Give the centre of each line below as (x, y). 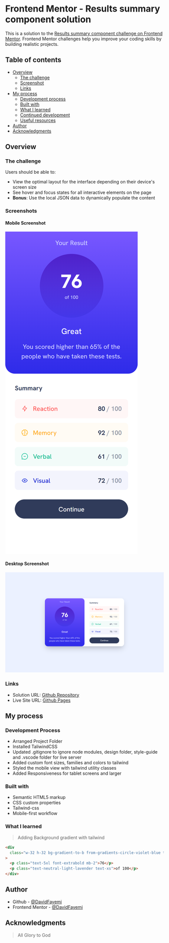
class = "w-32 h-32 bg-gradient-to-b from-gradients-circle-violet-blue (85, 853)
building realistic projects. (32, 44)
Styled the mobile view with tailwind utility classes (64, 768)
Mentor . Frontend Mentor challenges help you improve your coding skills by (83, 39)
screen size (24, 187)
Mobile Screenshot (26, 223)
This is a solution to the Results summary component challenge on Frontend (84, 33)
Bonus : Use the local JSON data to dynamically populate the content (84, 198)
